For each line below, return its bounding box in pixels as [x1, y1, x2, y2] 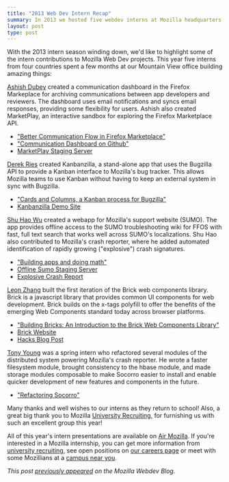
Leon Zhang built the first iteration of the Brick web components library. [7, 286, 208, 294]
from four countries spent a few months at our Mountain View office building [7, 62, 223, 70]
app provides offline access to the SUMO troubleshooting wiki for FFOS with [7, 223, 222, 231]
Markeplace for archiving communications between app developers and [7, 90, 210, 98]
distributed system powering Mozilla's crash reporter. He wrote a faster [7, 356, 208, 364]
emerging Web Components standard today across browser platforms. [7, 308, 206, 316]
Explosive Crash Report [16, 273, 83, 281]
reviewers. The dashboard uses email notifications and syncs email [7, 97, 197, 106]
